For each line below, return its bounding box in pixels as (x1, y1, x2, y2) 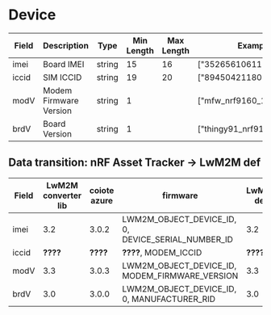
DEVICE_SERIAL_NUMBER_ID (122, 233, 234, 245)
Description (43, 40, 89, 51)
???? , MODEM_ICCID (122, 246, 202, 258)
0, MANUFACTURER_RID (122, 293, 216, 304)
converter (43, 190, 82, 201)
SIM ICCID (43, 71, 82, 82)
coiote (89, 184, 115, 195)
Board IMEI (43, 58, 85, 69)
